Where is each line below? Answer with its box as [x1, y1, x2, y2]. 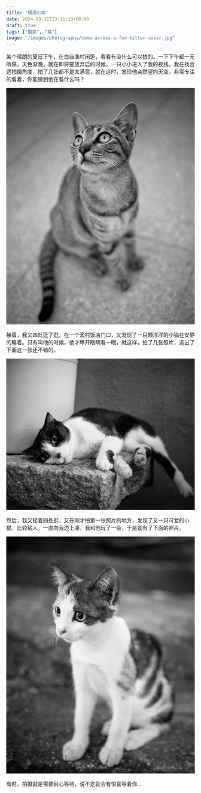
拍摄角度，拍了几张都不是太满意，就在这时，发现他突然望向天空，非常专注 [11, 68, 195, 75]
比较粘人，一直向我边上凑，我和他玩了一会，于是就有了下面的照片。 [16, 524, 184, 532]
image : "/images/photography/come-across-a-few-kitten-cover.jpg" [6, 35, 175, 41]
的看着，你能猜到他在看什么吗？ [6, 76, 85, 83]
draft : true [6, 22, 36, 28]
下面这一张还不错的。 [6, 346, 59, 354]
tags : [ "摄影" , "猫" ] [6, 29, 57, 35]
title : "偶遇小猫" [6, 10, 49, 16]
